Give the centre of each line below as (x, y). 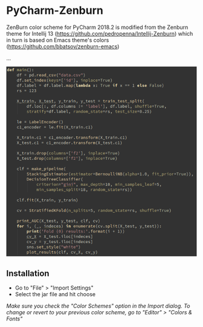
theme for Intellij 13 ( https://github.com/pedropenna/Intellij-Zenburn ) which (100, 33)
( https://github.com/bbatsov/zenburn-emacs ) (63, 46)
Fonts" (14, 319)
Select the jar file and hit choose (55, 294)
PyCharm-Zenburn (55, 11)
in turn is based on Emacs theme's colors (58, 40)
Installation (28, 273)
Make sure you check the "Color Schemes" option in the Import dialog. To (98, 306)
